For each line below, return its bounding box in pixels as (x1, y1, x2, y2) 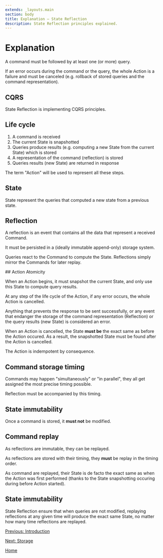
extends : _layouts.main (5, 7, 54, 12)
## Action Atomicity (5, 269, 45, 275)
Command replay (5, 432, 59, 441)
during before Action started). (5, 480, 65, 486)
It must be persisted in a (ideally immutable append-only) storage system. (5, 244, 155, 250)
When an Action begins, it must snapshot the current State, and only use (5, 279, 153, 284)
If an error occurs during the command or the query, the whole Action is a (5, 68, 155, 74)
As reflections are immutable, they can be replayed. (5, 446, 110, 452)
